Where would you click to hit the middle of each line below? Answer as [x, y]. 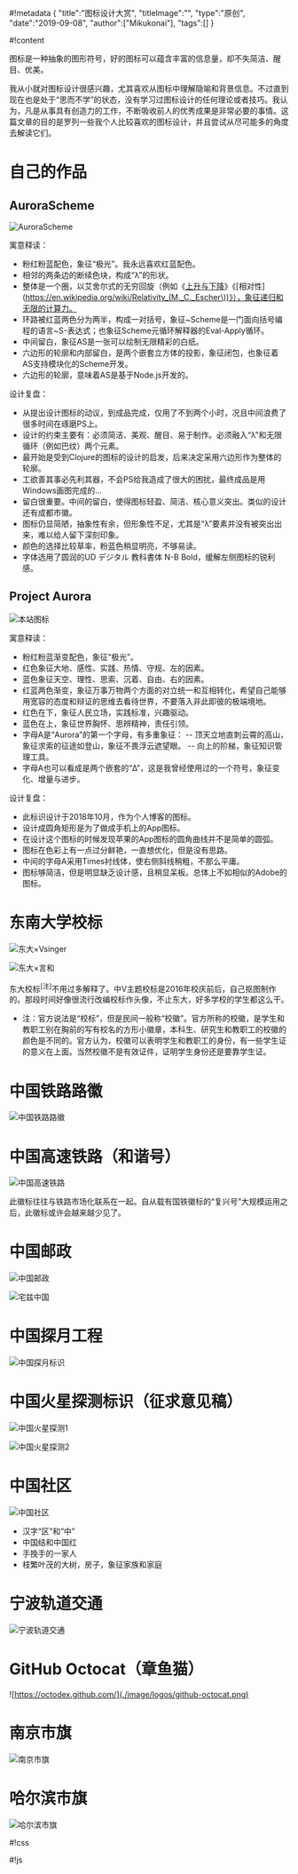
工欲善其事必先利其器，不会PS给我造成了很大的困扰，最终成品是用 [144, 479]
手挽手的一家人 [49, 1553]
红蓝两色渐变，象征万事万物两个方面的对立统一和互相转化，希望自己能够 [154, 690]
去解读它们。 [32, 133]
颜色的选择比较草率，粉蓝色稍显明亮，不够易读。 [111, 546]
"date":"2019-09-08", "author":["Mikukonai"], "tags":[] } [112, 23]
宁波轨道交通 [56, 1604]
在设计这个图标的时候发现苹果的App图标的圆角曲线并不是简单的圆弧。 [150, 838]
